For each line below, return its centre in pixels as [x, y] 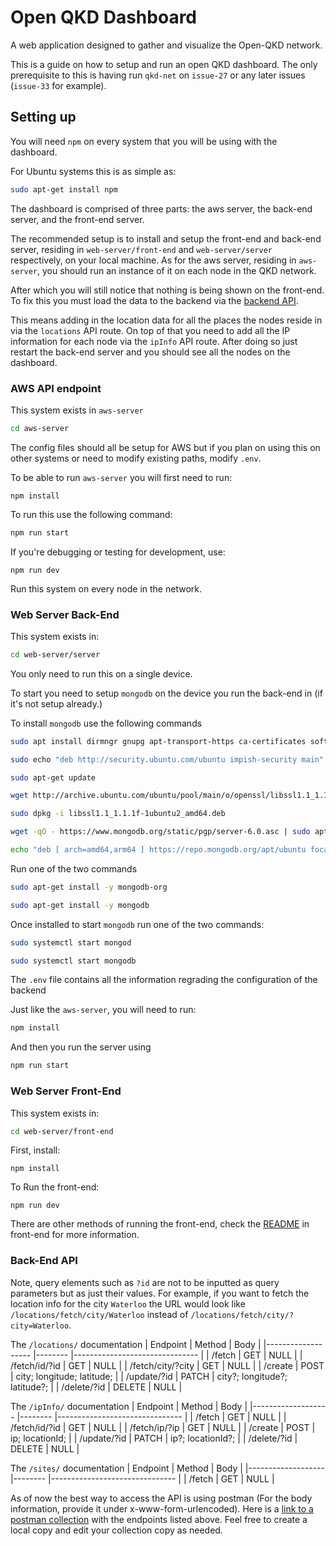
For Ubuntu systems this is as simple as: [93, 171]
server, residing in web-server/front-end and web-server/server [141, 249]
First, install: [35, 1150]
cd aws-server [40, 428]
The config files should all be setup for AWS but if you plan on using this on [165, 447]
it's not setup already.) [56, 703]
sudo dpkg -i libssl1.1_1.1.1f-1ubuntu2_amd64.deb [118, 814]
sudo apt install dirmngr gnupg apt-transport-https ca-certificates [158, 741]
